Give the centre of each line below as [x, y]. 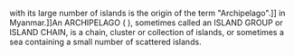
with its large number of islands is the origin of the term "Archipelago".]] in [147, 13]
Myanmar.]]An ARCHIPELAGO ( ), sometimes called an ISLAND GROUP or [146, 23]
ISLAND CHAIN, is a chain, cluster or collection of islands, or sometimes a [147, 32]
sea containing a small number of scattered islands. [105, 42]
